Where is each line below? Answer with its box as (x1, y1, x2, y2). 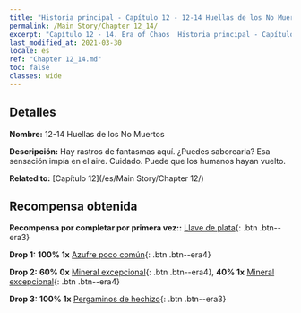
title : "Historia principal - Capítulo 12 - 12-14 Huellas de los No (9, 13, 275, 22)
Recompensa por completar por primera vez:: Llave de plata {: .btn (9, 222, 258, 233)
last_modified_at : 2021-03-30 (9, 38, 123, 48)
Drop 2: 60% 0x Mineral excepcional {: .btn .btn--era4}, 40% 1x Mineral (9, 266, 275, 278)
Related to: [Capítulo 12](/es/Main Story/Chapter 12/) (9, 172, 204, 184)
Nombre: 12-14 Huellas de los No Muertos (9, 128, 165, 139)
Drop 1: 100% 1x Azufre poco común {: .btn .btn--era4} (9, 249, 211, 260)
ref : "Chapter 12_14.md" (9, 55, 102, 64)
